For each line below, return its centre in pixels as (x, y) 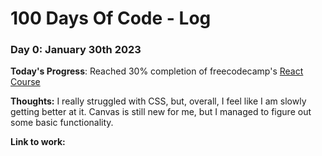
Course (25, 82)
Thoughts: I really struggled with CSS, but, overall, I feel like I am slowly (158, 101)
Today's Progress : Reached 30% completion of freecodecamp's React (157, 71)
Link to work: (38, 142)
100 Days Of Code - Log (111, 18)
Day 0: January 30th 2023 (76, 50)
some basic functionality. (62, 123)
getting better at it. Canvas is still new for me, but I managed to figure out (161, 112)
